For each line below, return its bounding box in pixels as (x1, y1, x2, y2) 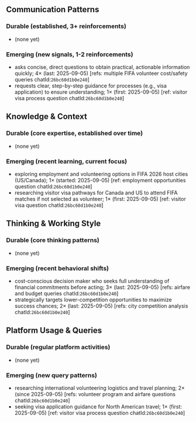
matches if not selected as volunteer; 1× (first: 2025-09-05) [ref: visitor (14, 195, 186, 202)
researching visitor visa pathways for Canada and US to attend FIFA (14, 189, 178, 196)
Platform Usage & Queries (6, 325, 102, 336)
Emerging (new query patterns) (6, 371, 98, 379)
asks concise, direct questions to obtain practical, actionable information (14, 63, 190, 70)
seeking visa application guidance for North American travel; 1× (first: (14, 403, 183, 410)
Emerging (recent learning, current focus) (6, 157, 128, 165)
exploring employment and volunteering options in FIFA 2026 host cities (14, 170, 188, 178)
